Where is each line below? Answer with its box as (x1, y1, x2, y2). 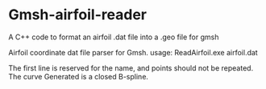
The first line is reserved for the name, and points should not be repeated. (8, 63, 254, 73)
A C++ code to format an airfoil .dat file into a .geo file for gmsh (8, 32, 219, 42)
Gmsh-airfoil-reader (8, 6, 148, 24)
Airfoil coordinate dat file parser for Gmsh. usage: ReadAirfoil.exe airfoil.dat (8, 47, 258, 57)
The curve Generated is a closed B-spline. (8, 71, 149, 81)
